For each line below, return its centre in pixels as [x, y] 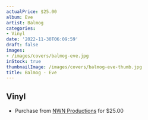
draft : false [22, 45]
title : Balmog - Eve [32, 72]
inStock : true [24, 61]
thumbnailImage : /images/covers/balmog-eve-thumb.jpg [74, 67]
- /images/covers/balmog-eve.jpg [48, 56]
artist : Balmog [25, 23]
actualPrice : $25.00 [32, 12]
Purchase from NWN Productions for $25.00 [69, 111]
